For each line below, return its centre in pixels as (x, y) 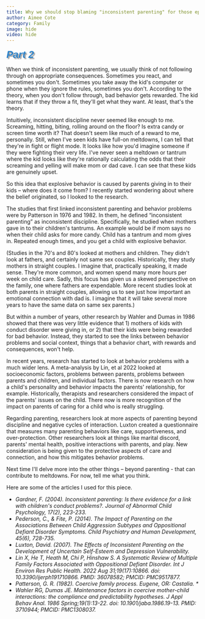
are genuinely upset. (32, 172)
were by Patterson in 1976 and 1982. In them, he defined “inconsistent (94, 215)
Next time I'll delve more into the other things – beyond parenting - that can (101, 469)
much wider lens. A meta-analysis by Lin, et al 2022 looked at (84, 368)
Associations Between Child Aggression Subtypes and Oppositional (100, 526)
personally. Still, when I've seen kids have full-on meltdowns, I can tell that (100, 140)
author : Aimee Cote (31, 18)
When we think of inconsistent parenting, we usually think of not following (99, 69)
